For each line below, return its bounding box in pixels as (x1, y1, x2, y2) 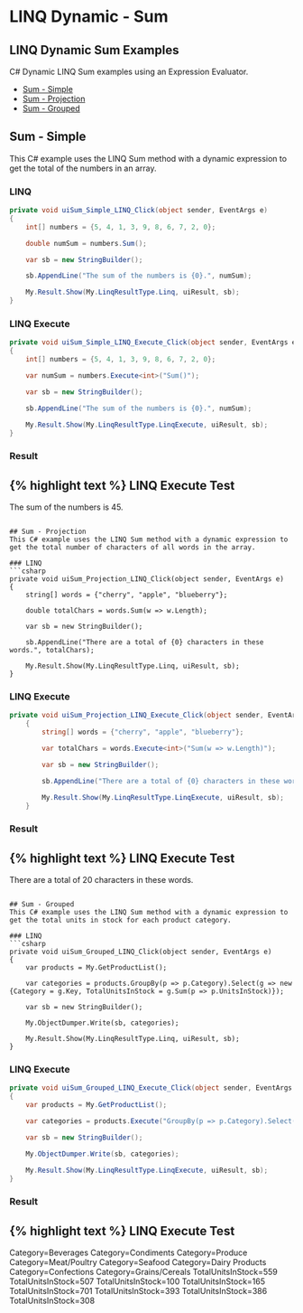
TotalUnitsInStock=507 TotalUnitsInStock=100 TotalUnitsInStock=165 (9, 1276, 266, 1287)
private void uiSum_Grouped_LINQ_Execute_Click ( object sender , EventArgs (9, 1083, 293, 1093)
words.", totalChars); (9, 646, 95, 655)
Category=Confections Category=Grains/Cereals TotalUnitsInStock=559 (9, 1267, 278, 1278)
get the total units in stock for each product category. (9, 915, 232, 925)
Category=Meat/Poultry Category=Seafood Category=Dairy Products (9, 1257, 267, 1268)
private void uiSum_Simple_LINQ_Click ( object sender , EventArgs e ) (9, 206, 269, 215)
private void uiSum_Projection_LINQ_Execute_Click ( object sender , (9, 711, 264, 720)
